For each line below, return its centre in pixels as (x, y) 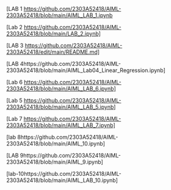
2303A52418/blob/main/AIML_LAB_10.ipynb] (62, 180)
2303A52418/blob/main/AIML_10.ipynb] (56, 144)
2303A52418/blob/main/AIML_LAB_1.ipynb (60, 15)
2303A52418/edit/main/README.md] (53, 52)
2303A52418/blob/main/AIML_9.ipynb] (55, 162)
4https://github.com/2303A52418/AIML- (70, 64)
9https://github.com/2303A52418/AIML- (70, 155)
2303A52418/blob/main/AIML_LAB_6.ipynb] (61, 89)
